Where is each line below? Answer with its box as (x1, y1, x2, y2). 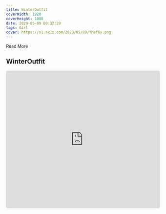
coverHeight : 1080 (6, 16, 43, 21)
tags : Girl (6, 25, 28, 30)
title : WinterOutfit (6, 7, 48, 12)
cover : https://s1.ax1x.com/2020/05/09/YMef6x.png (6, 30, 111, 35)
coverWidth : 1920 (6, 12, 41, 17)
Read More (6, 43, 28, 49)
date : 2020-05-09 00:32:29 (6, 21, 61, 26)
